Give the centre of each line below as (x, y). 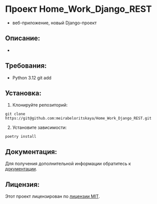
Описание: (23, 38)
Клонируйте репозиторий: (40, 105)
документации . (21, 169)
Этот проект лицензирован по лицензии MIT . (52, 196)
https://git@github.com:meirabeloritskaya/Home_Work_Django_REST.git (78, 119)
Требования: (26, 66)
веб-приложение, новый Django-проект (54, 23)
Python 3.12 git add (32, 78)
